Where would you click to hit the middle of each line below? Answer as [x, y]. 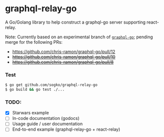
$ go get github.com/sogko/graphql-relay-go [51, 85]
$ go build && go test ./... [35, 90]
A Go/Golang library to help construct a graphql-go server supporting [75, 22]
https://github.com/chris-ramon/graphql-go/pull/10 [64, 56]
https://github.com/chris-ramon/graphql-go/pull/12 [64, 52]
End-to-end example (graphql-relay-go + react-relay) [66, 129]
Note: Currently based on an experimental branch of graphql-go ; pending [79, 37]
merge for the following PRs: [34, 42]
